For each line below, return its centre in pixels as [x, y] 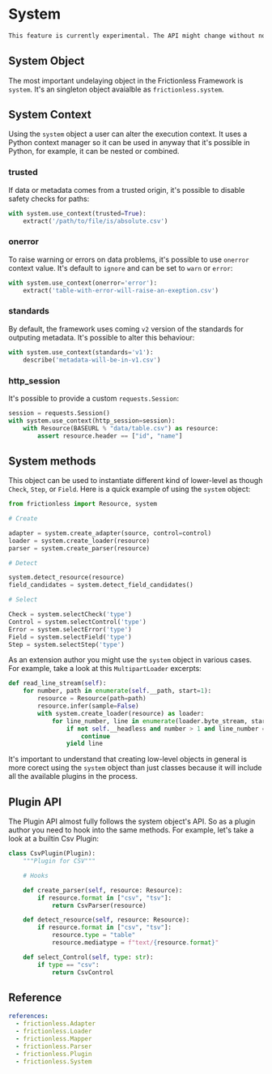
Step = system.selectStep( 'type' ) [67, 644]
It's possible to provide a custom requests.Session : [94, 398]
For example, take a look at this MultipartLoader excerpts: [105, 669]
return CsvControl [83, 972]
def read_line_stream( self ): [57, 683]
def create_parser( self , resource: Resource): [103, 890]
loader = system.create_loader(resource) [79, 541]
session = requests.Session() [59, 413]
